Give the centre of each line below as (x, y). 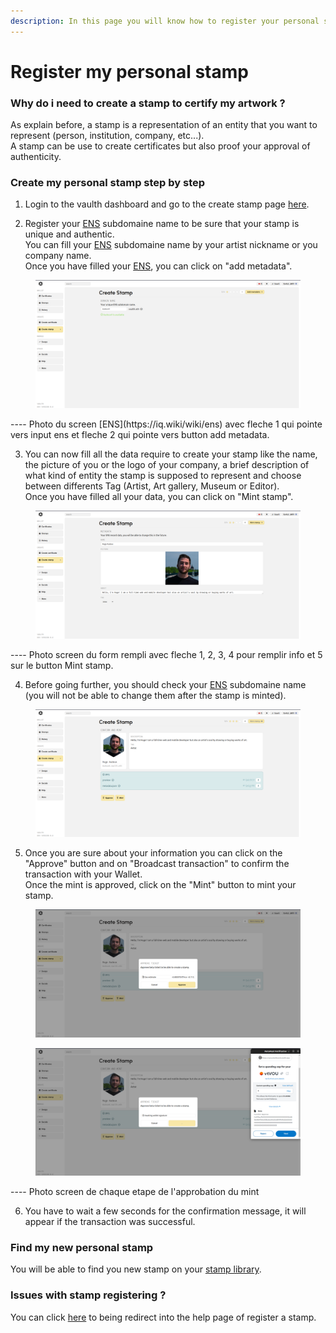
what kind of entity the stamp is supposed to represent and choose (163, 475)
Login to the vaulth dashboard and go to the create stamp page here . (167, 204)
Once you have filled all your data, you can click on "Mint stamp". (159, 496)
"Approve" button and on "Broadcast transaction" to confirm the (157, 864)
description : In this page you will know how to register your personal (165, 21)
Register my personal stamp (129, 71)
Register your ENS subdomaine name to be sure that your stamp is (162, 224)
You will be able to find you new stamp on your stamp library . (136, 1269)
